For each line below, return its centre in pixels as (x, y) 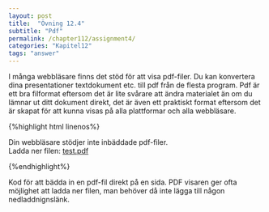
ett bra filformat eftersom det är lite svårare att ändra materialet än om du (130, 93)
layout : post (30, 16)
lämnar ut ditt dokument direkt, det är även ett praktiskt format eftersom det (134, 102)
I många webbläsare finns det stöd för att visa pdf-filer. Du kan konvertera (132, 76)
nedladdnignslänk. (39, 199)
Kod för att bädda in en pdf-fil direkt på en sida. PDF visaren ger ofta (123, 182)
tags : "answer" (34, 53)
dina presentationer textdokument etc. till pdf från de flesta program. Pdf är (134, 85)
